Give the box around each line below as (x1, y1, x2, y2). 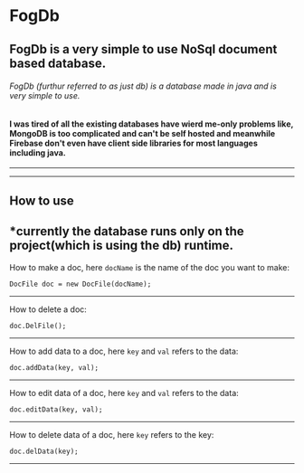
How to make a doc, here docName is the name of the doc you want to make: (9, 261, 290, 272)
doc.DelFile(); (9, 321, 67, 330)
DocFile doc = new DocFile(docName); (9, 279, 152, 289)
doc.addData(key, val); (9, 363, 100, 372)
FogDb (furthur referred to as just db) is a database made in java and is (9, 80, 278, 91)
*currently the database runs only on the (9, 223, 244, 240)
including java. (9, 147, 66, 158)
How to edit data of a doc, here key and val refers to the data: (9, 387, 240, 398)
